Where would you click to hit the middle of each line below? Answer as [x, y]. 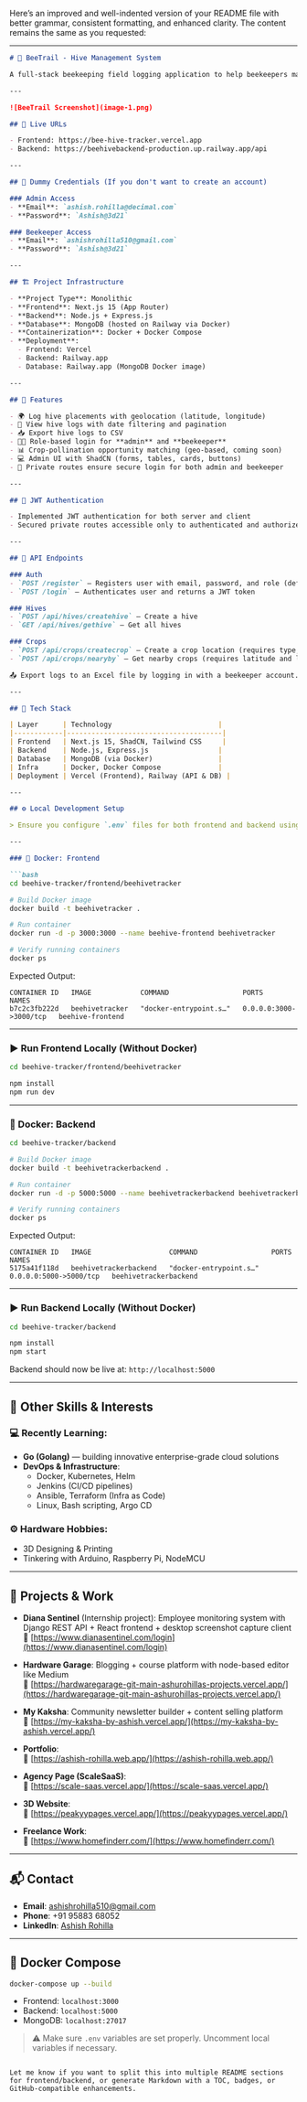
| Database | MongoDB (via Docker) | [116, 758]
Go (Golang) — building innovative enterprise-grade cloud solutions [151, 1456]
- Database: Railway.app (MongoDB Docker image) [112, 366]
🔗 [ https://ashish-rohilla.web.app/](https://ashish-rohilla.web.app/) [148, 1758]
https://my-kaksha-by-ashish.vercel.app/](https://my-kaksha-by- [156, 1721]
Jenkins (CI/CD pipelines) [85, 1485]
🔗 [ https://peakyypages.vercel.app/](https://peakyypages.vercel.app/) [155, 1813]
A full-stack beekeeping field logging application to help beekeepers [148, 74]
